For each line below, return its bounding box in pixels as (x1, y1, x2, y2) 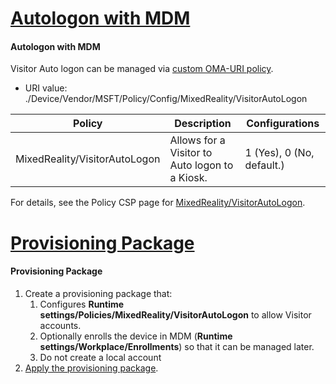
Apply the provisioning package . (24, 362, 159, 374)
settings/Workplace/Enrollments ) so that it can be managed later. (39, 340, 315, 352)
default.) (244, 158, 285, 172)
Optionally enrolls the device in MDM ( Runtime (39, 330, 233, 342)
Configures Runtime (39, 298, 125, 310)
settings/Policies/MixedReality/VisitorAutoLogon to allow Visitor (39, 308, 312, 321)
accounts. (39, 319, 82, 331)
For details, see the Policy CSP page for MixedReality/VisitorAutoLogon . (10, 197, 306, 209)
